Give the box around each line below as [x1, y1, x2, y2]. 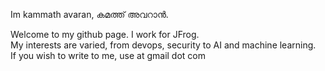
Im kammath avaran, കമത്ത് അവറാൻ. [10, 9, 169, 20]
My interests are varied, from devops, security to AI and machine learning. [10, 39, 317, 51]
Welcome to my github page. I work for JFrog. [10, 29, 200, 40]
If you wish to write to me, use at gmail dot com [10, 50, 207, 61]
